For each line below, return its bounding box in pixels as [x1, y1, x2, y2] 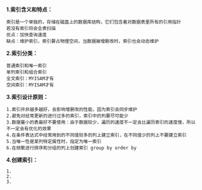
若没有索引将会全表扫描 [6, 25, 56, 31]
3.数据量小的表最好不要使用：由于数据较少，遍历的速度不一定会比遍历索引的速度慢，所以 [6, 119, 196, 125]
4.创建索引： [6, 156, 38, 163]
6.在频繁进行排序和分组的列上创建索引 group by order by [6, 145, 137, 151]
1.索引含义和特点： [6, 6, 53, 13]
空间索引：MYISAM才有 [6, 82, 54, 88]
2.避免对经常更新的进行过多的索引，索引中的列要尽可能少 [6, 113, 128, 119]
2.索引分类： [6, 49, 38, 57]
